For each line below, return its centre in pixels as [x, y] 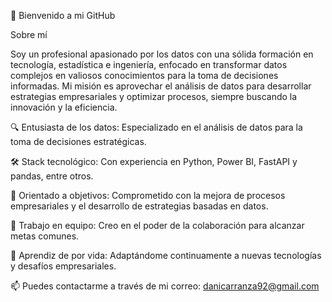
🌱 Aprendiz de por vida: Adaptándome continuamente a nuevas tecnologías [166, 255]
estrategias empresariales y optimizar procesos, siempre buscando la [154, 96]
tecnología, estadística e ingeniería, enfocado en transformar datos [149, 64]
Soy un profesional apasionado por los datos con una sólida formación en [162, 54]
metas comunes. [45, 236]
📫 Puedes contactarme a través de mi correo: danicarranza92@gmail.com [165, 286]
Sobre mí [29, 34]
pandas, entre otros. [52, 176]
